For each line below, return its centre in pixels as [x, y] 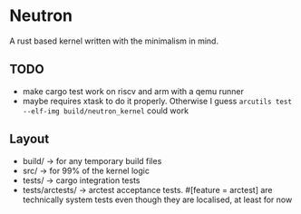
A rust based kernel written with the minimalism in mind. [114, 41]
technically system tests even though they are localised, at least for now [157, 199]
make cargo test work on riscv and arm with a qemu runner [133, 91]
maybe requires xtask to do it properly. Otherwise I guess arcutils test [157, 101]
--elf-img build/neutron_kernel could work [105, 111]
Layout [29, 139]
